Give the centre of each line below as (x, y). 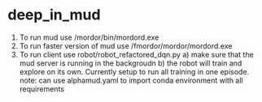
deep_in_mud (54, 15)
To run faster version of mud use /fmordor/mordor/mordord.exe (126, 45)
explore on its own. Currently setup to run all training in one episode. (134, 71)
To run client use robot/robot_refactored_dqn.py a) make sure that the (136, 54)
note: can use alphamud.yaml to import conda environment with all (131, 80)
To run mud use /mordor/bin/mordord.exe (89, 37)
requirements (41, 89)
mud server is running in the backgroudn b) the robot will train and (131, 63)
